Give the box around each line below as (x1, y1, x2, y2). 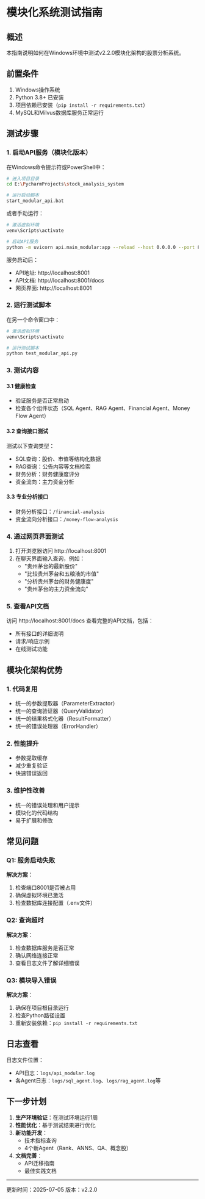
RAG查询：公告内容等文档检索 (15, 463, 91, 470)
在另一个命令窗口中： (6, 315, 60, 323)
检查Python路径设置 (15, 1011, 66, 1019)
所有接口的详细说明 (15, 630, 64, 638)
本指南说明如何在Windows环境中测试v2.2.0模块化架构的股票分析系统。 (6, 49, 185, 56)
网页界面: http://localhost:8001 (15, 284, 92, 292)
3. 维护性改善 (6, 787, 45, 795)
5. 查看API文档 (6, 602, 49, 611)
